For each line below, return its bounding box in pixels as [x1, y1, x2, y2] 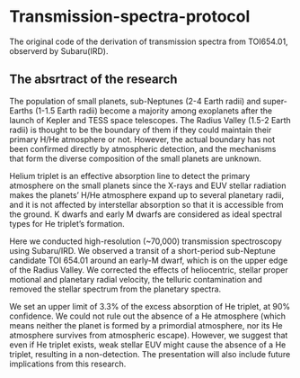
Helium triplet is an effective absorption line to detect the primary [9, 170, 251, 181]
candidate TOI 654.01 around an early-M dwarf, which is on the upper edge [9, 255, 288, 265]
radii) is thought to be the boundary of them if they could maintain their [9, 124, 272, 135]
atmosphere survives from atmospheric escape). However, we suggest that [9, 329, 288, 340]
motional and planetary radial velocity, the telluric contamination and [9, 274, 263, 284]
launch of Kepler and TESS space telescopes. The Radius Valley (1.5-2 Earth [9, 114, 292, 125]
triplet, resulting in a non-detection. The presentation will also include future [9, 348, 291, 359]
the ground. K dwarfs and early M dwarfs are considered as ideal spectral [9, 209, 283, 220]
